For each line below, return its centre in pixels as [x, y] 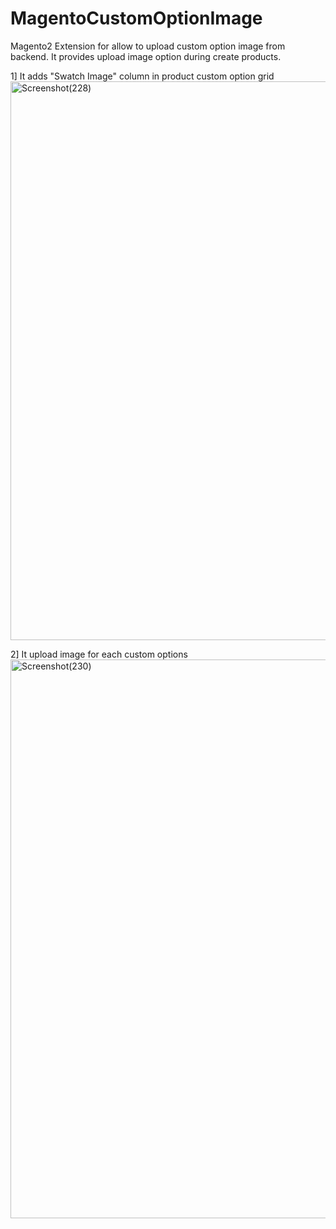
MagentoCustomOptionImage [136, 18]
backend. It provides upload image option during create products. [146, 56]
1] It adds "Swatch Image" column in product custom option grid [142, 76]
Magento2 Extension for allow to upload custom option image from [148, 46]
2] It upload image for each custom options [99, 654]
